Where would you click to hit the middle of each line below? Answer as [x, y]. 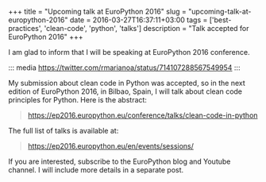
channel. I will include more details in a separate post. [96, 170]
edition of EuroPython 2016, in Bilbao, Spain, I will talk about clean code [125, 91]
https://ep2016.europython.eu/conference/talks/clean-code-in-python [143, 115]
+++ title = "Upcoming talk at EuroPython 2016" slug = [97, 12]
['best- [220, 20]
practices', [25, 28]
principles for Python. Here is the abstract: [77, 100]
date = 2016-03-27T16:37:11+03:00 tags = [139, 20]
